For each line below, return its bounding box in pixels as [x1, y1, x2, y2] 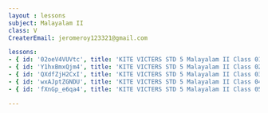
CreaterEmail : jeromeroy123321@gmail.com [8, 33, 148, 42]
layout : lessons [8, 11, 66, 20]
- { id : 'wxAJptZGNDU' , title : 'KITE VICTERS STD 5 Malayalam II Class [8, 77, 251, 86]
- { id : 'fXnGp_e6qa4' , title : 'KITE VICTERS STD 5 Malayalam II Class [8, 85, 251, 93]
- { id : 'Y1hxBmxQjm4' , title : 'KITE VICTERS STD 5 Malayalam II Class [8, 63, 251, 72]
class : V [8, 26, 37, 34]
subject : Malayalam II [8, 19, 84, 27]
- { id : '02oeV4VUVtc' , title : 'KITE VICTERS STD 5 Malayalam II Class [8, 56, 251, 64]
